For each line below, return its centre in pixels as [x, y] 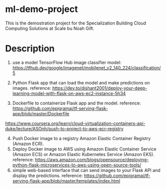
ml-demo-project [42, 9]
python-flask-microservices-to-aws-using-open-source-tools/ [77, 165]
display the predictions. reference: [48, 175]
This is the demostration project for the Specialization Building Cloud [76, 23]
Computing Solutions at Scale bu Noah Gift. [50, 28]
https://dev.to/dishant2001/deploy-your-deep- [100, 88]
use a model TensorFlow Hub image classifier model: [67, 62]
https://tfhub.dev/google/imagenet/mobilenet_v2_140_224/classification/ [86, 67]
